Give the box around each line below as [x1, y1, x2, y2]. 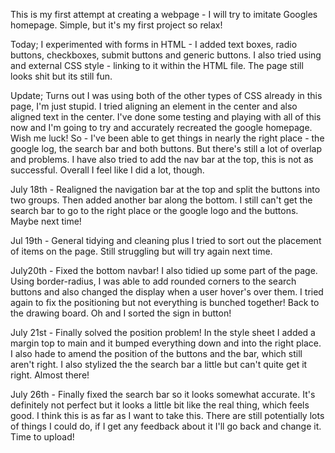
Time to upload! [10, 431, 75, 443]
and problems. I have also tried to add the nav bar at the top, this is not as [10, 154, 314, 165]
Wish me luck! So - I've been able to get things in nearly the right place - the [10, 132, 325, 144]
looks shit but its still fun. [10, 70, 113, 82]
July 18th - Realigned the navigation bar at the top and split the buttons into [10, 184, 321, 195]
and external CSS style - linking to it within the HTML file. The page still [10, 60, 304, 71]
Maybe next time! [10, 215, 82, 227]
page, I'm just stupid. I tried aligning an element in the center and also [10, 100, 298, 112]
